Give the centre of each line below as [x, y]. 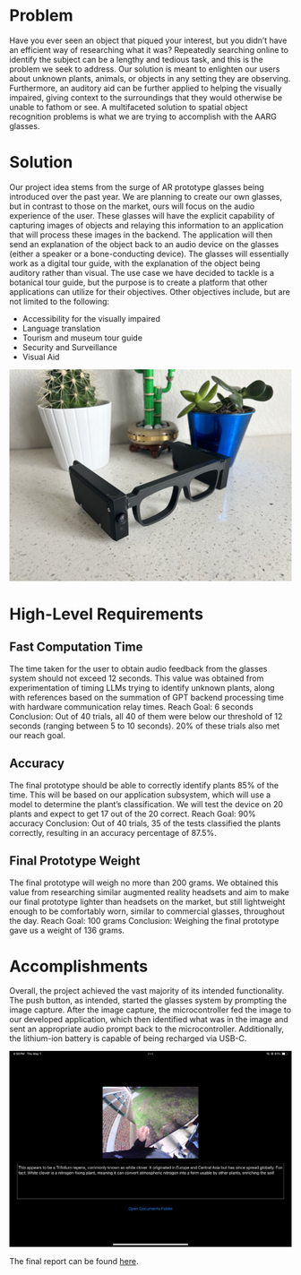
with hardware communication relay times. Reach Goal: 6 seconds [131, 706]
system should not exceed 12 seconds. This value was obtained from [137, 678]
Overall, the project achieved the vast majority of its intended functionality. [147, 991]
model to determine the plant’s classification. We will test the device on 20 [146, 804]
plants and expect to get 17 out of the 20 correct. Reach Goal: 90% [133, 814]
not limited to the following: [60, 301]
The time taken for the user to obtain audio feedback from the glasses [138, 668]
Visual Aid [41, 357]
